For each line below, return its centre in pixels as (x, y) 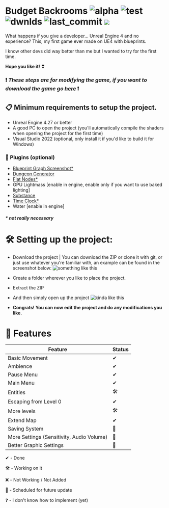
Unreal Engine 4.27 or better (42, 122)
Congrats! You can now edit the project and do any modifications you (87, 307)
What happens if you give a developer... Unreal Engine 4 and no (72, 36)
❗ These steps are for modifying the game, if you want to (76, 80)
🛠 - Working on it (24, 468)
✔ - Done (15, 458)
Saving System (26, 429)
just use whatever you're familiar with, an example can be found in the (86, 262)
